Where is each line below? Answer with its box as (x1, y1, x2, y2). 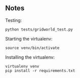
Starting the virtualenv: (5, 35, 53, 41)
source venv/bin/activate (5, 45, 59, 50)
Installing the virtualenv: (5, 54, 55, 60)
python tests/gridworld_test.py (5, 27, 73, 32)
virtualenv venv (5, 63, 39, 69)
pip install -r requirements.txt (5, 68, 75, 73)
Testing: (5, 17, 22, 23)
